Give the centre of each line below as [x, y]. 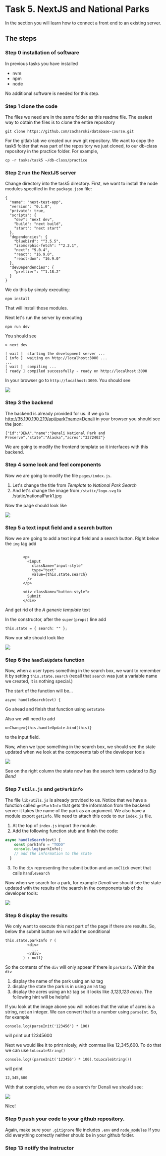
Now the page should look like [36, 505]
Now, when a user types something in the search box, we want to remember [83, 671]
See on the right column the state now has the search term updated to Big [81, 771]
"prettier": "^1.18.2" [37, 272]
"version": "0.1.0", [31, 207]
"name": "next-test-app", [36, 202]
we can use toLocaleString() [35, 1050]
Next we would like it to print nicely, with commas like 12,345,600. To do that [83, 1045]
